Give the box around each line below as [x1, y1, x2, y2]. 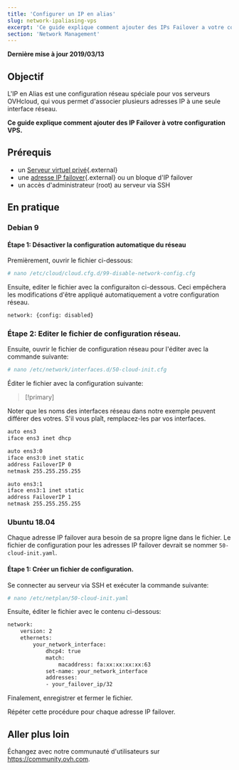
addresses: [45, 674, 78, 682]
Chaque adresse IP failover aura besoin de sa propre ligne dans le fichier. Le [7, 533, 231, 542]
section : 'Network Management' [7, 30, 100, 38]
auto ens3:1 [7, 481, 43, 488]
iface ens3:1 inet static [7, 487, 84, 494]
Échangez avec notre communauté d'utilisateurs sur [7, 747, 160, 756]
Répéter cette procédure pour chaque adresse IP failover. [7, 707, 176, 717]
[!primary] [24, 393, 55, 401]
